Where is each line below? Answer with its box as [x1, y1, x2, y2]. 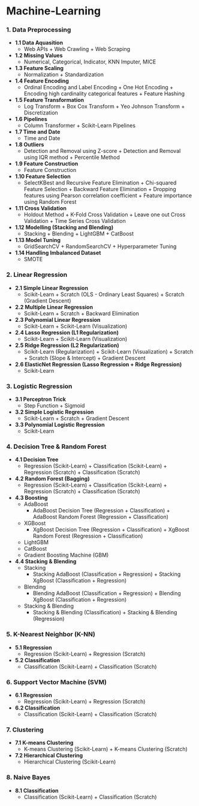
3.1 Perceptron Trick [14, 396, 66, 403]
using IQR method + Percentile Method [23, 154, 120, 161]
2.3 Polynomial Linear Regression [14, 316, 101, 323]
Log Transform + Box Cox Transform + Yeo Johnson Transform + [23, 103, 185, 110]
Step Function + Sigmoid [23, 402, 85, 409]
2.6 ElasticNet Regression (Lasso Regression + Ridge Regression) [14, 361, 182, 368]
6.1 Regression [14, 691, 52, 699]
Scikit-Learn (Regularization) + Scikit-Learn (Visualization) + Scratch [23, 348, 194, 355]
